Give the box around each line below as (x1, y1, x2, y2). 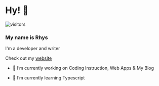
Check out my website (5, 55, 52, 61)
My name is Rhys (5, 34, 48, 41)
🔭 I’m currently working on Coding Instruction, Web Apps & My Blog (12, 65, 154, 71)
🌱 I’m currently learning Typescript (12, 75, 85, 81)
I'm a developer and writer (5, 46, 60, 52)
